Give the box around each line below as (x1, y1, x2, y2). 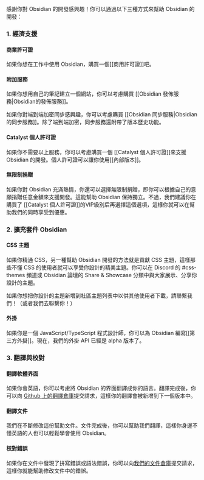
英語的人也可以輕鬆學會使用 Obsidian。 (11, 429, 110, 437)
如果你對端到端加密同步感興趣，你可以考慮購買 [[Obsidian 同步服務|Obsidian (6, 111, 198, 118)
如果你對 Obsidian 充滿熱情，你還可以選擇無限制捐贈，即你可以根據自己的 (6, 185, 191, 193)
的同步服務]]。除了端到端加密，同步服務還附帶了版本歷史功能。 (6, 118, 165, 126)
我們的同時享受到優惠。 (11, 208, 70, 216)
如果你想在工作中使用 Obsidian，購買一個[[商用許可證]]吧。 (6, 60, 155, 68)
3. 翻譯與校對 (6, 353, 45, 362)
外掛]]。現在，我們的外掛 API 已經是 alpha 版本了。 (16, 337, 145, 344)
